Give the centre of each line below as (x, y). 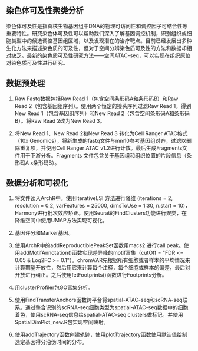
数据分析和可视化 (37, 183)
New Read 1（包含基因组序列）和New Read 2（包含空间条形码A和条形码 (102, 113)
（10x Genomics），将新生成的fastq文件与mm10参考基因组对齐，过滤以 (100, 140)
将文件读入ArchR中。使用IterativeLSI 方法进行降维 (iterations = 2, (93, 198)
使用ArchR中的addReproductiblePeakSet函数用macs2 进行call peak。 (99, 245)
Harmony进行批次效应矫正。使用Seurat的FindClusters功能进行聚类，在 (101, 213)
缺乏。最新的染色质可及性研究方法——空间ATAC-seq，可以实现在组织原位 (101, 55)
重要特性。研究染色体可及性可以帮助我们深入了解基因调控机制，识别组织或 (96, 33)
